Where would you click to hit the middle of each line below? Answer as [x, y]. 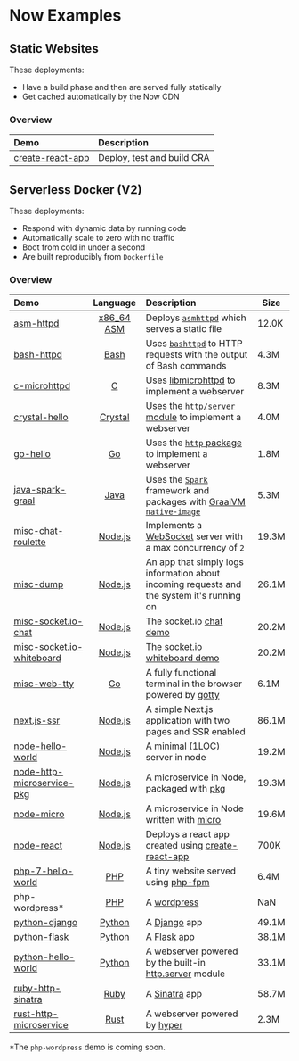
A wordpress [172, 902]
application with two [188, 721]
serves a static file [184, 329]
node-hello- [40, 746]
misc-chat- [39, 531]
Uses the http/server [190, 406]
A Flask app [170, 937]
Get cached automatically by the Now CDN [101, 96]
